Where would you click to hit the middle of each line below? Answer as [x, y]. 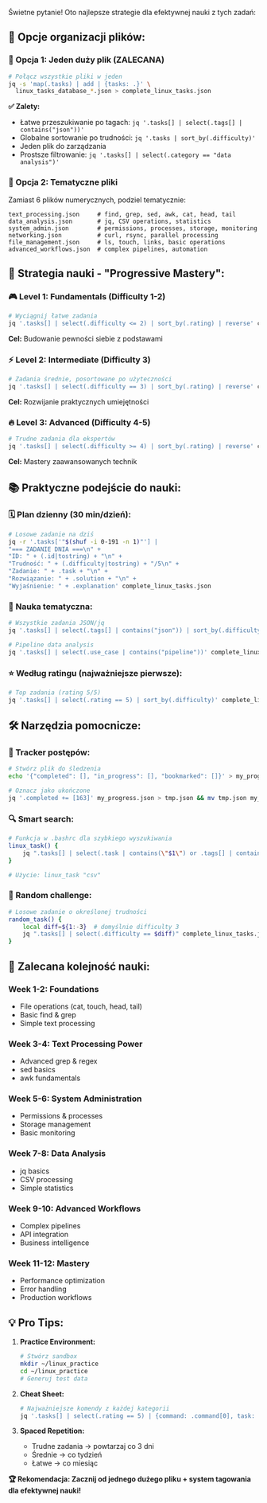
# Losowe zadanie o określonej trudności [78, 912]
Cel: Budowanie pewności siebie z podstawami [85, 339]
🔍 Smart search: [41, 818]
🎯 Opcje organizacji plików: [77, 37]
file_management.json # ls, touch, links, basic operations [117, 242]
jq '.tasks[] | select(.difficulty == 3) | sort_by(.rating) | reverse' [131, 387]
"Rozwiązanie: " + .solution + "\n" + [72, 579]
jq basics [35, 1171]
